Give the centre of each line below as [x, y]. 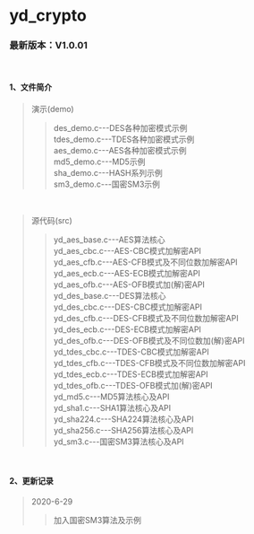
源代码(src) [52, 220]
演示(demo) [52, 109]
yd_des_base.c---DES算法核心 [110, 295]
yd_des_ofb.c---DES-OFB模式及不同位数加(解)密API [149, 340]
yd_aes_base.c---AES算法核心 [109, 240]
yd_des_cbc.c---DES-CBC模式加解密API [128, 307]
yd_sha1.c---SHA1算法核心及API [112, 407]
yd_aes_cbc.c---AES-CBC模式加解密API [127, 250]
